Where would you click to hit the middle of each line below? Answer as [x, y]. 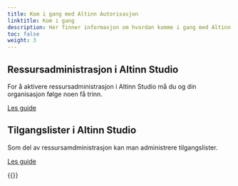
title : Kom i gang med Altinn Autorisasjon [73, 14]
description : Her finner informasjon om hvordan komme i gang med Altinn [119, 27]
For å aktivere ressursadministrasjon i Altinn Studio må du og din [102, 86]
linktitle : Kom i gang [41, 21]
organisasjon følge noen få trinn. [55, 94]
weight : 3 [22, 41]
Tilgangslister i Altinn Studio [72, 130]
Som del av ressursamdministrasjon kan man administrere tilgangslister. [113, 148]
